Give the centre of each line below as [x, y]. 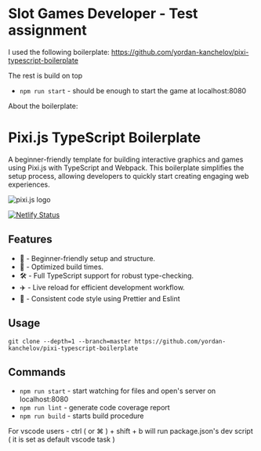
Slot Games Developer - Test [103, 14]
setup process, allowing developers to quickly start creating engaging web [129, 176]
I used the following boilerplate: [59, 52]
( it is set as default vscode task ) [62, 439]
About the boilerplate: [43, 106]
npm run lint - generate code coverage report [94, 408]
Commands [37, 372]
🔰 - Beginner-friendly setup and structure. [87, 258]
